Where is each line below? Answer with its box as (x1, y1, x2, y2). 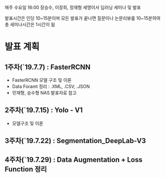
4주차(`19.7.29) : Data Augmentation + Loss (5, 155, 143, 164)
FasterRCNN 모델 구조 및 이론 (12, 77, 72, 83)
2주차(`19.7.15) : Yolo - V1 (5, 106, 83, 115)
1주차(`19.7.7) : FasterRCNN (5, 63, 91, 71)
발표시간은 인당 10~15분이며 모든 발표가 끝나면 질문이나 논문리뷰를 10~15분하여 (5, 15, 161, 21)
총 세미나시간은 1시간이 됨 (5, 22, 56, 27)
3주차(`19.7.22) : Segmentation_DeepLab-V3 (5, 137, 146, 145)
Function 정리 (5, 165, 47, 173)
